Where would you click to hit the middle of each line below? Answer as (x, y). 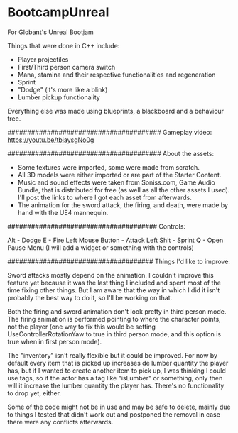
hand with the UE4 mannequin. (63, 212)
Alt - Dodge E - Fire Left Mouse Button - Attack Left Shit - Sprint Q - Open (115, 240)
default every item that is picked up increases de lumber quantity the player (118, 363)
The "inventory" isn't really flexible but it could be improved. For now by (113, 355)
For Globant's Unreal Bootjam (50, 32)
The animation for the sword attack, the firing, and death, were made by (123, 205)
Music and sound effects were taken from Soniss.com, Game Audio (116, 182)
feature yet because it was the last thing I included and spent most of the (114, 283)
